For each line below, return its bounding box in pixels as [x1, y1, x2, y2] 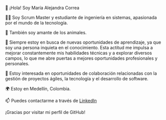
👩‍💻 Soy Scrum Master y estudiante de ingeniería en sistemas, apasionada [5, 15, 157, 20]
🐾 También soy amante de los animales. [5, 30, 87, 35]
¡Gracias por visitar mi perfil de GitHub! [5, 109, 86, 115]
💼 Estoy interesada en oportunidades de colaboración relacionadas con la [5, 70, 157, 76]
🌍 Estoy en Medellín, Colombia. [5, 86, 71, 91]
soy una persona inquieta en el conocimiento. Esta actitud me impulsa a [5, 45, 153, 50]
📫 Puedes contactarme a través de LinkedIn [5, 98, 97, 103]
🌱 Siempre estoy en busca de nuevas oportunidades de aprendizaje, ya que [5, 39, 161, 45]
